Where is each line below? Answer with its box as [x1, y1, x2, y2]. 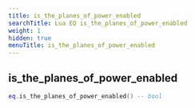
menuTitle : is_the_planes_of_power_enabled [8, 42, 156, 50]
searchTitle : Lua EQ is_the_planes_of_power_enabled [8, 19, 188, 27]
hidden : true [8, 34, 52, 42]
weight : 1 [8, 26, 42, 34]
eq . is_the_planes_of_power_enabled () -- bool [8, 92, 162, 100]
